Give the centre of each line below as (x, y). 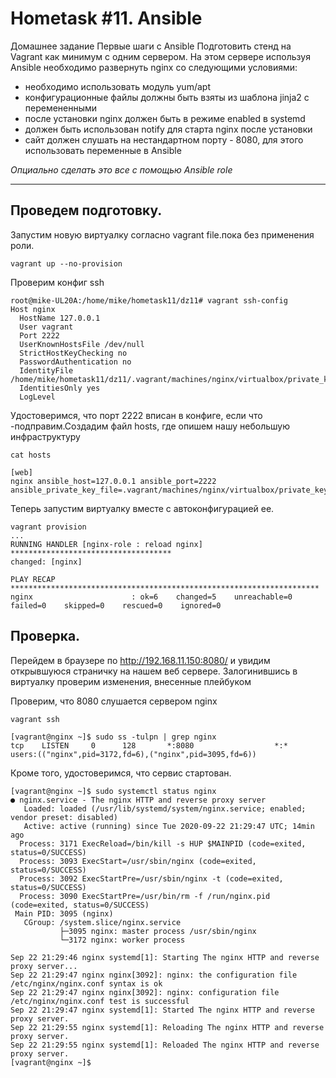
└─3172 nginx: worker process (122, 940)
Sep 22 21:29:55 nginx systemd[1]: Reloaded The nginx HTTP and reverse (165, 1045)
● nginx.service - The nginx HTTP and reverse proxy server (138, 800)
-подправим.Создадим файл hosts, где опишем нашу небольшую (150, 426)
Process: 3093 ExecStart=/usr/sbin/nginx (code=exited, (138, 861)
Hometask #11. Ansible (106, 18)
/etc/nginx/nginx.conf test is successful (100, 1001)
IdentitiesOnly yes (60, 388)
